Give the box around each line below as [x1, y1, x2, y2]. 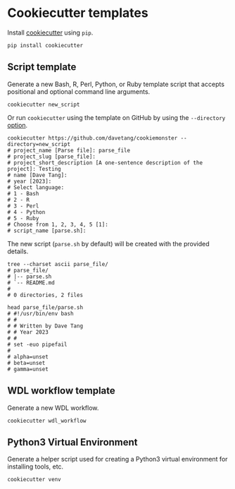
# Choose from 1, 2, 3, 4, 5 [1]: [7, 221, 109, 228]
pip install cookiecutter [7, 42, 83, 49]
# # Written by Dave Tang [7, 322, 83, 330]
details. [7, 247, 29, 255]
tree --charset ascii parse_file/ [7, 260, 109, 267]
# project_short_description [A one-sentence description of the [7, 159, 203, 167]
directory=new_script [7, 140, 71, 147]
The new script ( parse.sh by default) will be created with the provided [7, 239, 210, 248]
